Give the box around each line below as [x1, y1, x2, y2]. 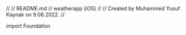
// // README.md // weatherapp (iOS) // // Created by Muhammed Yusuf [6, 5, 181, 12]
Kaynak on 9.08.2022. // [6, 11, 65, 18]
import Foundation [6, 23, 51, 29]
